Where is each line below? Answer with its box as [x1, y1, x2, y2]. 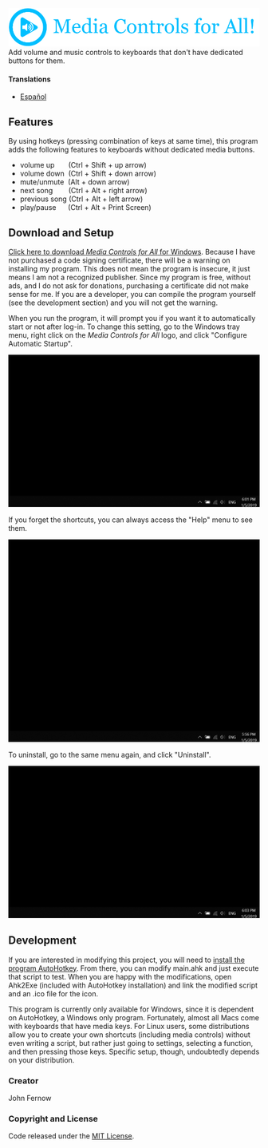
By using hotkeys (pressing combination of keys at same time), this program [8, 137, 258, 146]
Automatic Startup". [8, 338, 73, 348]
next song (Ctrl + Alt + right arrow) [19, 186, 148, 196]
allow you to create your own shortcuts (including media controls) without [8, 1030, 251, 1039]
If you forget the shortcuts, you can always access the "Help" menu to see [8, 515, 253, 525]
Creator [8, 1075, 39, 1086]
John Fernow [8, 1093, 52, 1102]
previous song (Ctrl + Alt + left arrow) [19, 194, 144, 204]
